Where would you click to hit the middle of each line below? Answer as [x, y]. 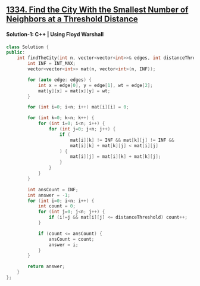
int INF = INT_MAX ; [52, 64]
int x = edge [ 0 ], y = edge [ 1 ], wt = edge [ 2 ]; [95, 85]
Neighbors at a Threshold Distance [72, 19]
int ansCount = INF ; [53, 189]
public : [16, 52]
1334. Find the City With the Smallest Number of [97, 10]
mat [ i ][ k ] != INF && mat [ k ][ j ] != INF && [122, 140]
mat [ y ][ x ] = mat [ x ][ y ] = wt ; [74, 91]
